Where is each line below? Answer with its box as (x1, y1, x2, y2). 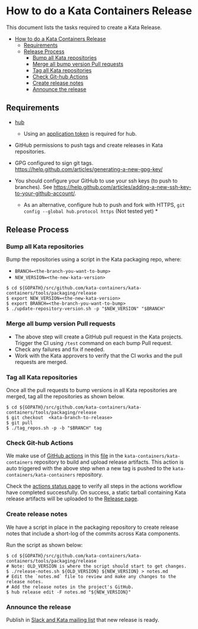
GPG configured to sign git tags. (14, 159, 94, 167)
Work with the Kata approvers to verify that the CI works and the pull (14, 352, 183, 359)
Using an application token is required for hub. (23, 130, 138, 137)
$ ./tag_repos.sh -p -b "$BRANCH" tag (6, 425, 102, 431)
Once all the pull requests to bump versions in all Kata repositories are (6, 387, 177, 394)
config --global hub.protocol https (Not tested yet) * (23, 207, 158, 215)
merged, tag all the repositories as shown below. (6, 393, 124, 400)
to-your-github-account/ (14, 190, 75, 197)
